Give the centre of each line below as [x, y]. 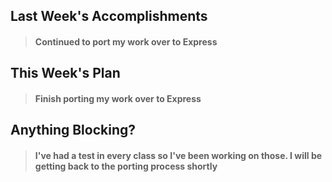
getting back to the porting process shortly [126, 166]
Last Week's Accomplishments [109, 16]
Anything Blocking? [73, 130]
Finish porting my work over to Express [118, 98]
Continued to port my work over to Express [126, 41]
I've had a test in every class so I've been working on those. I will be [178, 155]
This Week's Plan [65, 73]
